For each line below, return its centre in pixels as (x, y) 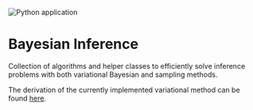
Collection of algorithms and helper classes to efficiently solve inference (127, 66)
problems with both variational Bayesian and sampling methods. (113, 74)
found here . (27, 98)
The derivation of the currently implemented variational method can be (124, 89)
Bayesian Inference (74, 44)
